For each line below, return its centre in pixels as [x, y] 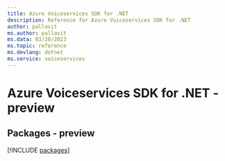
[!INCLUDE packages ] [39, 150]
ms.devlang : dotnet [35, 53]
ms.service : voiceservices [46, 59]
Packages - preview [51, 134]
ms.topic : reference [37, 46]
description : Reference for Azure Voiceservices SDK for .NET [99, 20]
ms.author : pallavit [37, 33]
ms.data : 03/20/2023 [37, 40]
